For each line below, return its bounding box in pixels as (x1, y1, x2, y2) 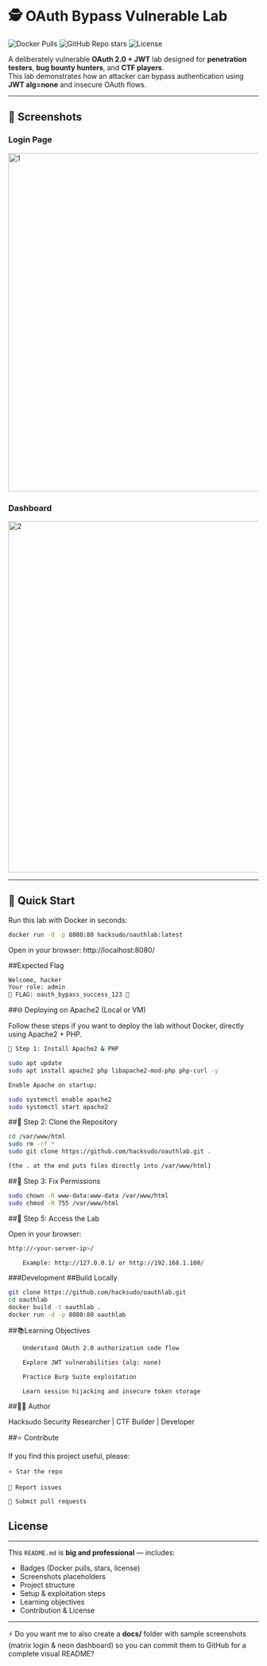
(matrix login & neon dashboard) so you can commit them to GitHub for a (8, 1641, 246, 1650)
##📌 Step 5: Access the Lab (8, 1213, 100, 1223)
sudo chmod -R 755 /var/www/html (8, 1199, 119, 1207)
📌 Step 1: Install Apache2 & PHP (8, 1045, 119, 1053)
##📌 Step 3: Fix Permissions (8, 1176, 101, 1186)
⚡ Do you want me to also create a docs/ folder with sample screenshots (8, 1629, 246, 1639)
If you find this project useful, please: (8, 1452, 130, 1461)
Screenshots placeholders (19, 1572, 106, 1582)
